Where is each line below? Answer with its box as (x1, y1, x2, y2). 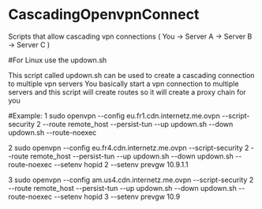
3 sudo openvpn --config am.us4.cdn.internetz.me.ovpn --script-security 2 (8, 175, 254, 185)
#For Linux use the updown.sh (8, 55, 107, 65)
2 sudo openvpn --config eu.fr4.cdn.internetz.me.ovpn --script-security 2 (8, 143, 249, 152)
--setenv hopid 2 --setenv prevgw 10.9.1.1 (54, 159, 189, 169)
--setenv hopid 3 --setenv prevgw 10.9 (54, 192, 181, 201)
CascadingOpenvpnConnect (8, 6, 200, 24)
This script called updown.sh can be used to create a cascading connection (8, 70, 255, 80)
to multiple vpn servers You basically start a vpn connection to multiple (8, 79, 239, 88)
